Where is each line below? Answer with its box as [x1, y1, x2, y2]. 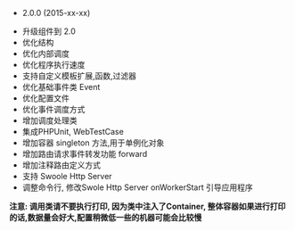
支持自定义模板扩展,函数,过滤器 [21, 70, 136, 81]
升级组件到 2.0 [21, 26, 76, 37]
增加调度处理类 [21, 115, 78, 126]
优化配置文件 [21, 93, 70, 103]
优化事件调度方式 [21, 104, 86, 114]
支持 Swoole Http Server [21, 171, 113, 181]
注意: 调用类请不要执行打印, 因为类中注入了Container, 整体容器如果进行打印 [9, 201, 286, 211]
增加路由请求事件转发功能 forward [21, 149, 148, 159]
